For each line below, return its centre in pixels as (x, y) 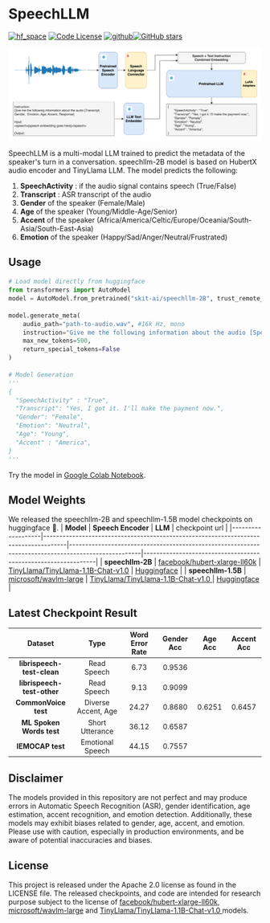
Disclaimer (36, 778)
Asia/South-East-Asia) (57, 228)
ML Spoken (41, 722)
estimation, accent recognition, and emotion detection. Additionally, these (130, 815)
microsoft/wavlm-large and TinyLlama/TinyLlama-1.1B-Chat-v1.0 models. (129, 911)
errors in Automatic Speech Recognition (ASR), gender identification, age (129, 806)
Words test (41, 731)
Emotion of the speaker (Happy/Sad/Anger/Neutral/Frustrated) (124, 237)
